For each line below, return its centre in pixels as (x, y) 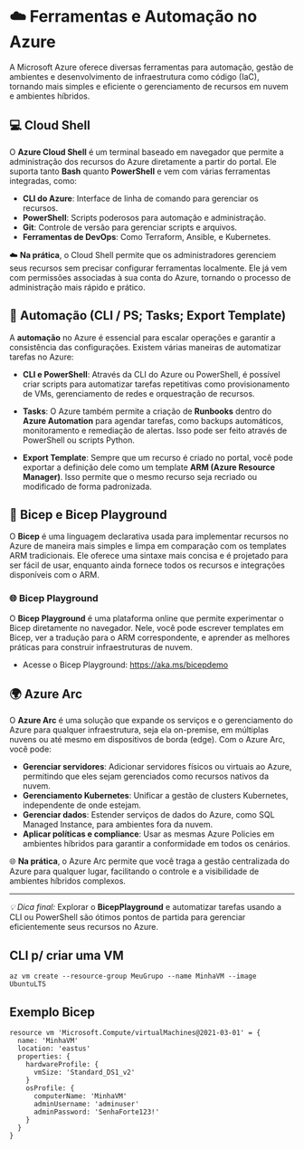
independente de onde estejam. (82, 805)
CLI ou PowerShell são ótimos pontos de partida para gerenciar (128, 917)
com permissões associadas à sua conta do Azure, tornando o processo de (150, 277)
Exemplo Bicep (52, 1012)
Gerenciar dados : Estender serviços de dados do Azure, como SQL (148, 815)
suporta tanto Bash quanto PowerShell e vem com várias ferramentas (140, 171)
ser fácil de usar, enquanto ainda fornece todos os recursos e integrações (147, 565)
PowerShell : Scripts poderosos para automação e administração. (144, 217)
